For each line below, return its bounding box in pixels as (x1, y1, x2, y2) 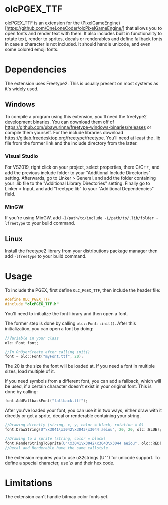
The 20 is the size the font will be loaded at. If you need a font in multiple (5, 363, 155, 369)
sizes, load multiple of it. (5, 368, 55, 374)
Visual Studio (5, 152, 38, 159)
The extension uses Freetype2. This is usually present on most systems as (5, 80, 159, 86)
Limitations (5, 477, 53, 489)
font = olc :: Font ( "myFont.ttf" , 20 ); (5, 354, 84, 359)
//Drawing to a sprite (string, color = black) (5, 436, 106, 441)
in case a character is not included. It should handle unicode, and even (5, 41, 151, 47)
